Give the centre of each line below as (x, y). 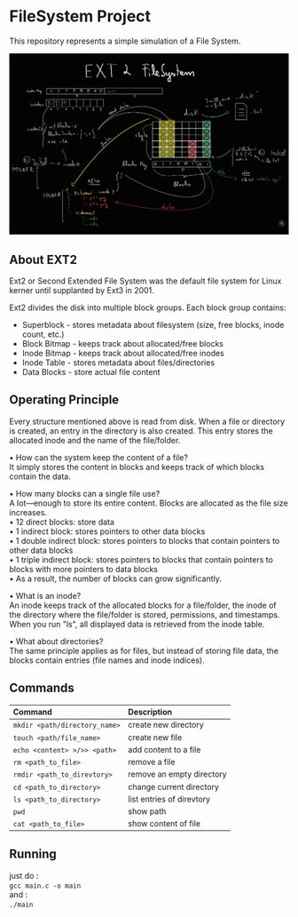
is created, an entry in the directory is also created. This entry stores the (141, 431)
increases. (28, 512)
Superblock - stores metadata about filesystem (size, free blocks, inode (153, 325)
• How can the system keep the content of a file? (99, 457)
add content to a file (165, 749)
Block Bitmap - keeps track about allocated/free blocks (123, 344)
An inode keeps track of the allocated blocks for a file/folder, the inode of (143, 605)
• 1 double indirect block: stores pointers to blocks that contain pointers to (145, 540)
